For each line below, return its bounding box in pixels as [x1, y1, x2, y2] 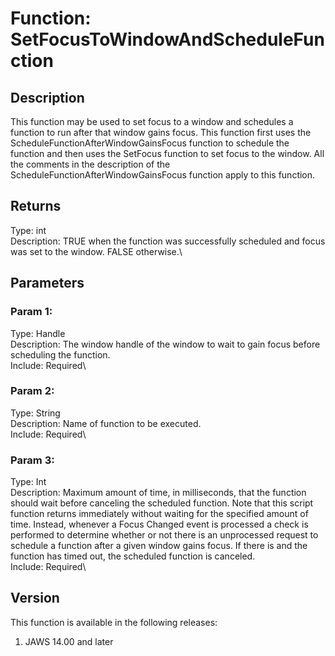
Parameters [10, 275, 85, 292]
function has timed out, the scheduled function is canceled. [10, 550, 256, 562]
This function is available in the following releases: [10, 616, 218, 628]
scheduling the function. [10, 348, 111, 361]
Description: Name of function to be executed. [10, 417, 202, 429]
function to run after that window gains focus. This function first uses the [10, 127, 312, 138]
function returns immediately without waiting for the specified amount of [10, 508, 309, 520]
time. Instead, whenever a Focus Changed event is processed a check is [10, 518, 309, 531]
